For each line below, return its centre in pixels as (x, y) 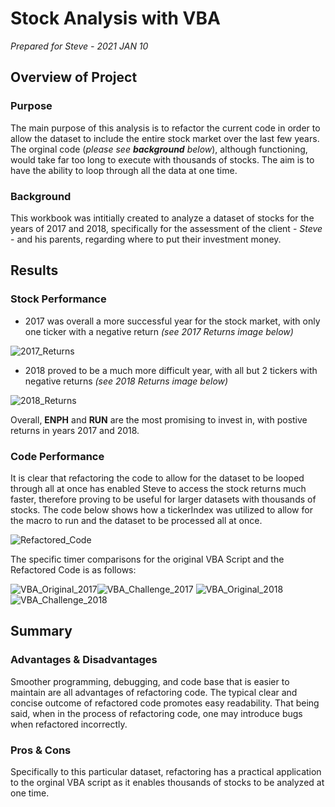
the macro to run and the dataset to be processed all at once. (136, 520)
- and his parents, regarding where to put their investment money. (146, 239)
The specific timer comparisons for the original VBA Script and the (147, 559)
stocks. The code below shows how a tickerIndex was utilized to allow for (161, 509)
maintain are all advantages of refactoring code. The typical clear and (154, 692)
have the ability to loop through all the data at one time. (124, 170)
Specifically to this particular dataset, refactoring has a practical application (166, 771)
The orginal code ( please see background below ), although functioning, (159, 149)
